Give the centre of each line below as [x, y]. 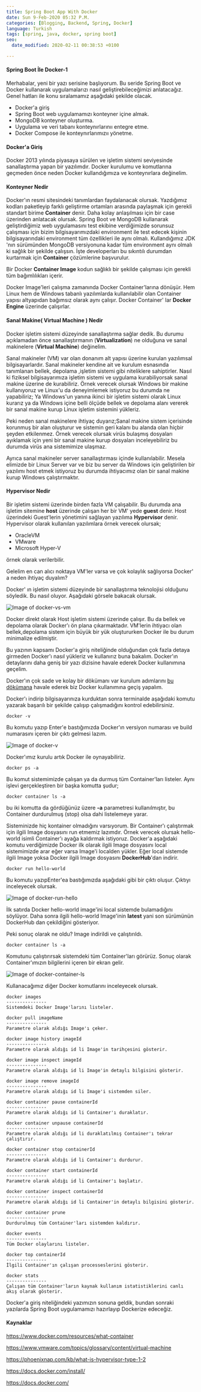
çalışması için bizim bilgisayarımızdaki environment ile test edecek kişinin [97, 232]
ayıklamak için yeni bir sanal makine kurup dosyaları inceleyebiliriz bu [92, 440]
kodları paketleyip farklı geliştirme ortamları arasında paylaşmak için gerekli [99, 207]
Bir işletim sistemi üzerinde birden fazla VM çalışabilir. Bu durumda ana [94, 504]
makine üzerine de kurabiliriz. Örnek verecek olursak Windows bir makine [97, 384]
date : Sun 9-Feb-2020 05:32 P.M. [48, 17]
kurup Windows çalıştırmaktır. [43, 477]
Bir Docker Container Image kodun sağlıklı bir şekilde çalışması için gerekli [98, 269]
